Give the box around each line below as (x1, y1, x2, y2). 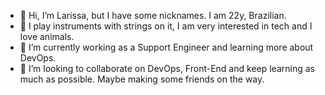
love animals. (19, 31, 75, 42)
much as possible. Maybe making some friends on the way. (19, 73, 265, 85)
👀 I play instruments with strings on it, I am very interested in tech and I (19, 20, 313, 32)
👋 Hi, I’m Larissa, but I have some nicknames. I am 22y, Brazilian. (19, 10, 287, 21)
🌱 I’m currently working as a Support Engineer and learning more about (19, 41, 314, 53)
